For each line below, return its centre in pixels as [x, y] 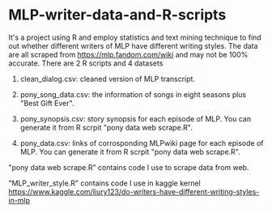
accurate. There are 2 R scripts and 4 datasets [86, 63]
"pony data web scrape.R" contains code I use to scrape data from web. [129, 167]
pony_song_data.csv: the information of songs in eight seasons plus [133, 94]
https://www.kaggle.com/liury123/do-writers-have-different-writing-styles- [134, 191]
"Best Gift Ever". [47, 103]
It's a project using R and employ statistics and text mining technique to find [135, 37]
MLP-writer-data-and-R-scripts [117, 15]
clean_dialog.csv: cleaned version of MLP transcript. [108, 79]
